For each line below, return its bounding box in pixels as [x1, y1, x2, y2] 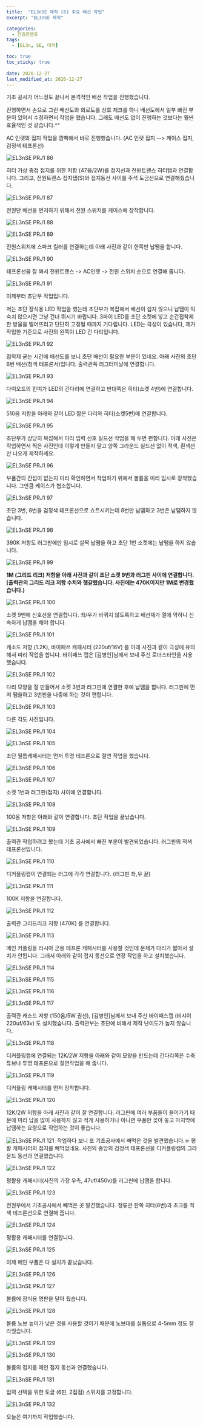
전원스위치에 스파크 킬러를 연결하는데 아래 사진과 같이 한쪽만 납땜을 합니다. [6, 243, 183, 250]
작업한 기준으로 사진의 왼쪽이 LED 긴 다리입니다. [6, 328, 120, 336]
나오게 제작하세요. [12, 450, 55, 457]
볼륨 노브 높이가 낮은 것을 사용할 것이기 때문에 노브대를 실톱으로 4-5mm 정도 [6, 1320, 188, 1327]
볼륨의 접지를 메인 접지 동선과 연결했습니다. [6, 1364, 108, 1371]
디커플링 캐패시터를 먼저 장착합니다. [6, 1084, 91, 1092]
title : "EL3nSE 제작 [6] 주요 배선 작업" [6, 9, 105, 15]
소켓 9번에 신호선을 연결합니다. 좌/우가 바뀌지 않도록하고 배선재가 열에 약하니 [6, 611, 188, 619]
